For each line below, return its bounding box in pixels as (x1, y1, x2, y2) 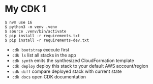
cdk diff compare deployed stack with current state (12, 68, 122, 74)
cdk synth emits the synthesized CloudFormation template (12, 57, 134, 64)
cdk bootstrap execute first (12, 46, 70, 52)
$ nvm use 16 (5, 20, 33, 25)
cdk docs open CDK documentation (12, 73, 86, 79)
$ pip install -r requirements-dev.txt (5, 38, 89, 43)
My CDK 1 (5, 3, 46, 15)
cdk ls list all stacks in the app (12, 52, 77, 58)
